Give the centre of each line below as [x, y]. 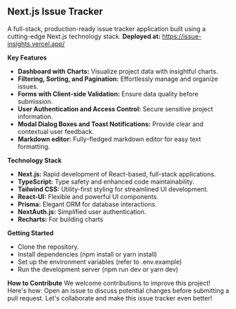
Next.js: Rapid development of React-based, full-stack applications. [117, 174]
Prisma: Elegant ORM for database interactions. [87, 204]
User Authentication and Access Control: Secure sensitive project [115, 108]
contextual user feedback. [55, 131]
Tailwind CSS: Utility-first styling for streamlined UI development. [113, 189]
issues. [28, 86]
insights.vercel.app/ [36, 44]
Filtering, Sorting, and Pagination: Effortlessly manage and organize [118, 79]
